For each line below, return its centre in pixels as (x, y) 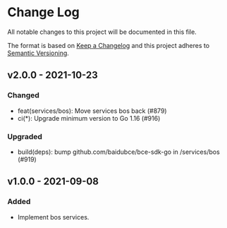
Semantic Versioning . (38, 53)
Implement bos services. (53, 217)
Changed (24, 95)
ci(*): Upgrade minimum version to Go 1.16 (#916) (89, 118)
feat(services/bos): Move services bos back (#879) (92, 111)
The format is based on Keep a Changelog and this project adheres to (109, 45)
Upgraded (25, 136)
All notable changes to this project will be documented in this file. (102, 32)
